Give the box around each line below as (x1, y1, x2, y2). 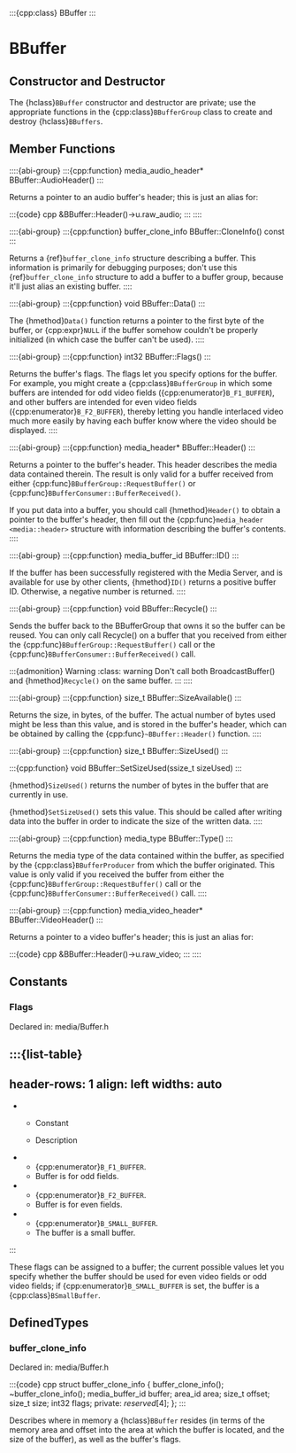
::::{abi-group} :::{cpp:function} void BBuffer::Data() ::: (9, 298, 206, 308)
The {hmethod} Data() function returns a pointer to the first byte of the (9, 315, 265, 326)
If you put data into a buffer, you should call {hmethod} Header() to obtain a (9, 504, 281, 515)
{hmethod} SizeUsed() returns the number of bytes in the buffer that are (9, 780, 269, 790)
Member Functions (9, 142, 116, 157)
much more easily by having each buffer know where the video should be (9, 416, 277, 426)
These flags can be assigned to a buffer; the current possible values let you (9, 1262, 285, 1272)
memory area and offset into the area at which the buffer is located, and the (9, 1425, 285, 1435)
